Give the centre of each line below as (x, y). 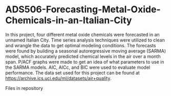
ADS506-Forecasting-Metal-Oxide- (83, 9)
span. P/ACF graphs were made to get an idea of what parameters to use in (85, 62)
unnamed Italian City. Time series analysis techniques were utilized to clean (85, 40)
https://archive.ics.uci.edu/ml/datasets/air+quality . (58, 78)
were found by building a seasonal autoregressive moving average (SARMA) (86, 51)
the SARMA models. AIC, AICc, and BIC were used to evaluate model (78, 67)
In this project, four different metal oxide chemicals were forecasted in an (82, 34)
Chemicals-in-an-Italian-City (69, 20)
